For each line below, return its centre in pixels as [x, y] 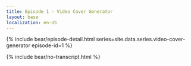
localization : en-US [32, 22]
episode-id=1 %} [52, 45]
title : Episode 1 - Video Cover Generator [60, 11]
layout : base [22, 17]
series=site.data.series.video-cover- [141, 39]
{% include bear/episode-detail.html [51, 39]
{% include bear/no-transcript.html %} [53, 57]
